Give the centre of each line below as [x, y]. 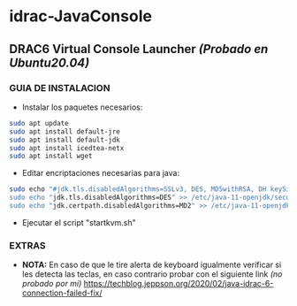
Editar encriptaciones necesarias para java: [100, 173]
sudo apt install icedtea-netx [67, 148]
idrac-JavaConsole [81, 16]
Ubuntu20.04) [49, 62]
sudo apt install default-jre [65, 131]
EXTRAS [27, 245]
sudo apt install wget [51, 157]
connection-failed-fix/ [62, 293]
